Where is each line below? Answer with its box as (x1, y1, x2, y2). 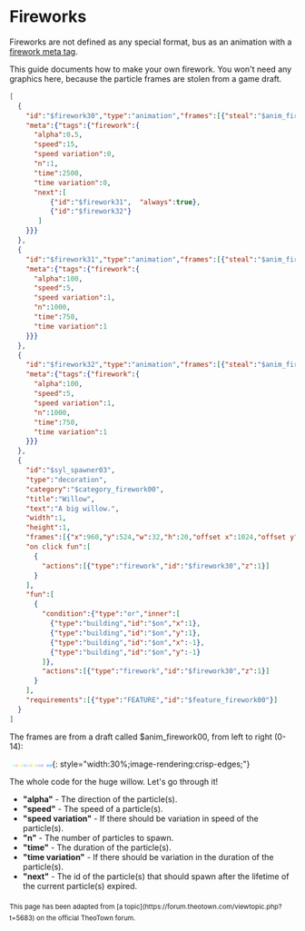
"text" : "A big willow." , (25, 504, 120, 513)
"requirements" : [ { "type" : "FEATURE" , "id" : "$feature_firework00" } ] (25, 696, 279, 705)
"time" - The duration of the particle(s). (22, 842, 172, 853)
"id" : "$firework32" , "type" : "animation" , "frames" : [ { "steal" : (25, 361, 258, 370)
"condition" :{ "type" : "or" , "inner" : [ (42, 609, 181, 619)
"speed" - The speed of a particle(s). (22, 803, 163, 814)
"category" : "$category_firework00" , (25, 484, 165, 494)
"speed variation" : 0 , (33, 150, 116, 159)
